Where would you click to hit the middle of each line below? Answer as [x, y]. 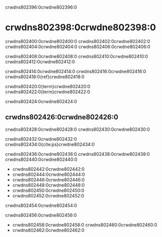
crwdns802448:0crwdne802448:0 [49, 185]
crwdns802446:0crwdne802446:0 [49, 179]
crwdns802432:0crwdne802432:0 [41, 139]
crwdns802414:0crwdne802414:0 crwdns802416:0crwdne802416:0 [76, 71]
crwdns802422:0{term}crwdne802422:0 [48, 92]
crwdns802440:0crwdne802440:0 [41, 159]
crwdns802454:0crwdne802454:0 [41, 205]
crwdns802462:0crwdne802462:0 [48, 230]
